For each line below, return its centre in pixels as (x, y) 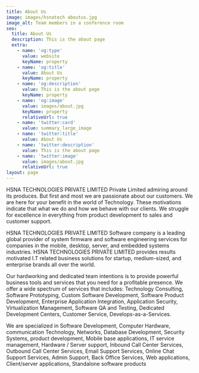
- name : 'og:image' (41, 100)
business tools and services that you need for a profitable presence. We (95, 282)
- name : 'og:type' (40, 51)
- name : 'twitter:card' (46, 123)
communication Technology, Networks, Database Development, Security (95, 332)
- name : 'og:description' (49, 84)
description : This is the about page (58, 39)
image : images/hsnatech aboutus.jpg (52, 17)
